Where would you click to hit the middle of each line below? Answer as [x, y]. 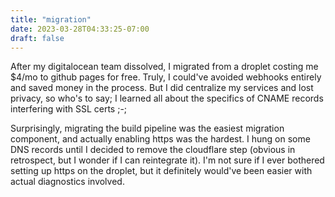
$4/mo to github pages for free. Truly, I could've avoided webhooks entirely [166, 77]
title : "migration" [51, 19]
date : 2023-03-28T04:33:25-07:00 [80, 29]
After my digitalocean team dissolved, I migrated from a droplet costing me [164, 67]
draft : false [37, 38]
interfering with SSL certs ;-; [69, 109]
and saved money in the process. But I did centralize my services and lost [162, 88]
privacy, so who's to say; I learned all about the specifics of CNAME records [167, 98]
